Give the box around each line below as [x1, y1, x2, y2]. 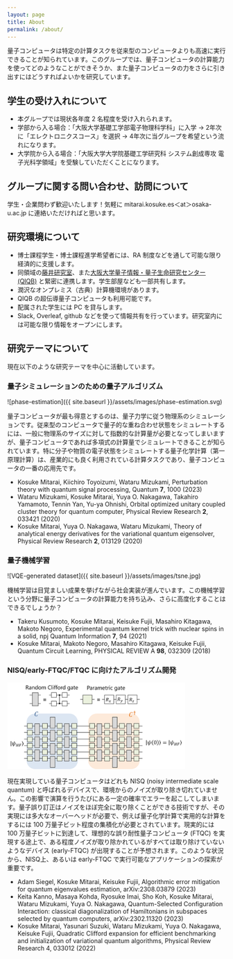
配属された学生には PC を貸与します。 [17, 303, 126, 311]
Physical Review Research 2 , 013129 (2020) [17, 537, 143, 545]
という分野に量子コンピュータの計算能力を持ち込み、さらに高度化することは [7, 594, 226, 603]
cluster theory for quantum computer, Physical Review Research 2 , [17, 507, 209, 515]
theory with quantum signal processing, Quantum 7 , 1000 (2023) [17, 485, 202, 493]
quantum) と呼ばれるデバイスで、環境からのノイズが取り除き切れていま [7, 785, 212, 794]
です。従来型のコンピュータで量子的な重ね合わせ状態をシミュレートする [19, 420, 225, 428]
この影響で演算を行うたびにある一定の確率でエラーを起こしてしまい [19, 794, 214, 802]
